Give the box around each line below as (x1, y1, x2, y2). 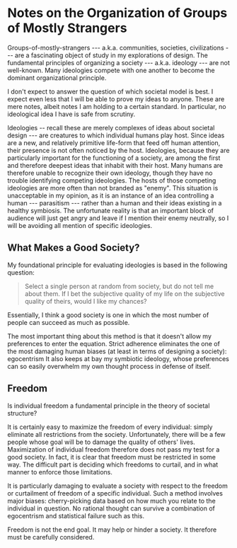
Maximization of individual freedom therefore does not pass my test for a (7, 445, 220, 454)
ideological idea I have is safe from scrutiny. (7, 110, 136, 118)
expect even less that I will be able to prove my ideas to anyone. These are (7, 94, 225, 103)
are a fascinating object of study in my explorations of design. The (14, 51, 209, 59)
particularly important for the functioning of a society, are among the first (7, 154, 221, 162)
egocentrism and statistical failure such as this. (7, 511, 145, 520)
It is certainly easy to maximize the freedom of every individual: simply (7, 423, 213, 431)
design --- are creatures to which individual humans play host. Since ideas (7, 131, 225, 139)
